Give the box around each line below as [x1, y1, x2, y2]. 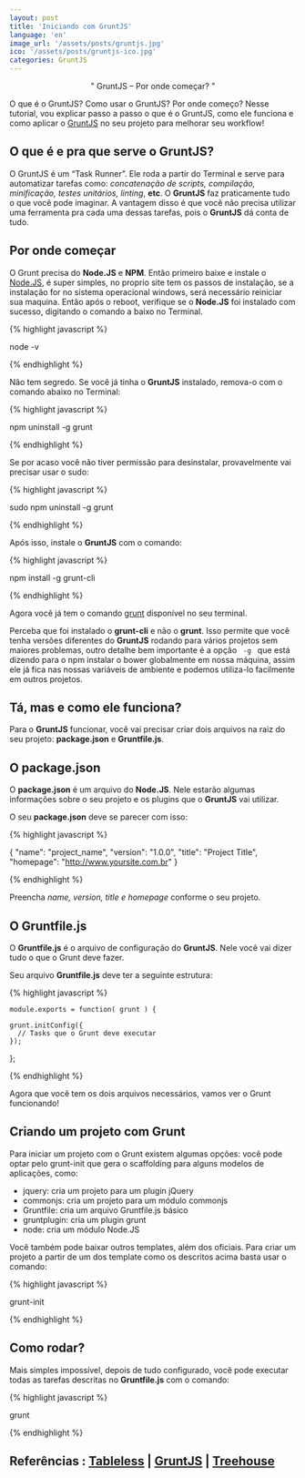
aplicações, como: [9, 1167, 79, 1178]
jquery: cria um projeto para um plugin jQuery [22, 1185, 194, 1196]
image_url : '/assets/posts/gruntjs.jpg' [9, 38, 166, 48]
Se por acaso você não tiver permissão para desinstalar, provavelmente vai [9, 456, 291, 467]
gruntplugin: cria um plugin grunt [22, 1214, 147, 1225]
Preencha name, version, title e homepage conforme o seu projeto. [9, 892, 261, 902]
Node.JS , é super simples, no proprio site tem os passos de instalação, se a [9, 277, 294, 288]
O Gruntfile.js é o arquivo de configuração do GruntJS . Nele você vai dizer [9, 943, 292, 953]
